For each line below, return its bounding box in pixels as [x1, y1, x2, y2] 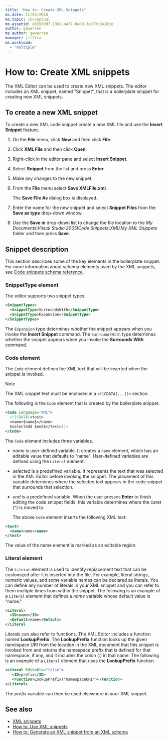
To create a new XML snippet [5, 108, 98, 117]
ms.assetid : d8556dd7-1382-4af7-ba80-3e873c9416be [5, 21, 113, 27]
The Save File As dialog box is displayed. [12, 195, 98, 201]
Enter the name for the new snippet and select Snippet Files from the [12, 204, 156, 211]
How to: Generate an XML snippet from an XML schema [12, 729, 128, 735]
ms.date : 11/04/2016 [5, 12, 49, 17]
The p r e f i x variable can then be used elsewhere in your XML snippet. [5, 690, 148, 696]
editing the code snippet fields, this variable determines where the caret [12, 499, 161, 505]
